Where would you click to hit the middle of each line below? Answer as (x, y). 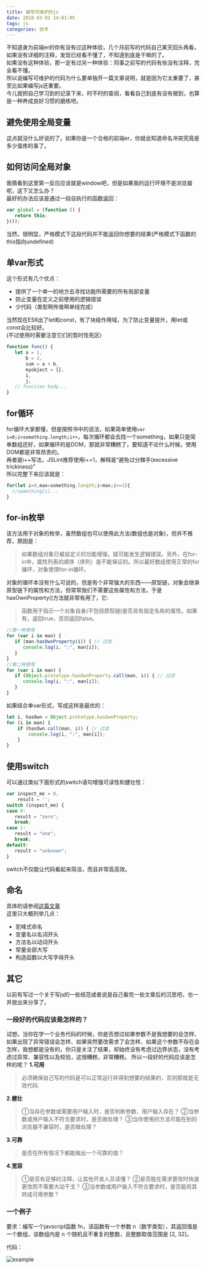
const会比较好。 (27, 328)
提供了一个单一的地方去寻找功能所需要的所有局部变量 (82, 291)
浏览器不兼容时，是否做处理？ (59, 1127)
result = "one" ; (35, 834)
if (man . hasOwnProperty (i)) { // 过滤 (63, 642)
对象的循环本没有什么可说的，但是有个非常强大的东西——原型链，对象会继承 (103, 583)
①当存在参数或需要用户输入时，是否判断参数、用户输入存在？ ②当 (108, 1111)
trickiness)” (21, 466)
